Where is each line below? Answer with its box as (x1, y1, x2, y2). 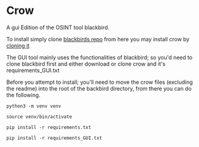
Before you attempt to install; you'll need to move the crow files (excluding (6, 78, 194, 86)
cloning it (6, 42, 30, 49)
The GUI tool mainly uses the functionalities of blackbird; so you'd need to (6, 53, 193, 61)
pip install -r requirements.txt (6, 124, 92, 131)
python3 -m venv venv (6, 103, 62, 109)
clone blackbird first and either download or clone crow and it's (6, 60, 166, 67)
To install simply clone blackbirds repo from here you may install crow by (6, 35, 190, 43)
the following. (6, 91, 41, 98)
